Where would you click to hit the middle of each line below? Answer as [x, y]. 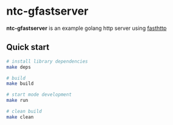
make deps [19, 67]
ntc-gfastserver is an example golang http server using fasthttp [86, 28]
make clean [20, 117]
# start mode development [39, 95]
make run [17, 101]
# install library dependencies [47, 61]
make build [20, 84]
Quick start [28, 47]
